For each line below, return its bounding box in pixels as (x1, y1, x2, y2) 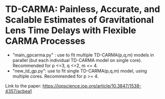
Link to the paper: (5, 82, 41, 88)
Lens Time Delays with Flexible (5, 25, 136, 36)
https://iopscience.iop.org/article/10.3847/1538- (42, 82, 141, 88)
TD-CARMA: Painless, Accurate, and (5, 3, 160, 15)
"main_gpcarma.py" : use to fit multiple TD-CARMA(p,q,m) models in (12, 51, 154, 58)
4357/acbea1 (5, 88, 32, 94)
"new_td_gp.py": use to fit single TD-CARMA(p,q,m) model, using (12, 67, 147, 73)
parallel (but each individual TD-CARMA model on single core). (12, 57, 142, 63)
